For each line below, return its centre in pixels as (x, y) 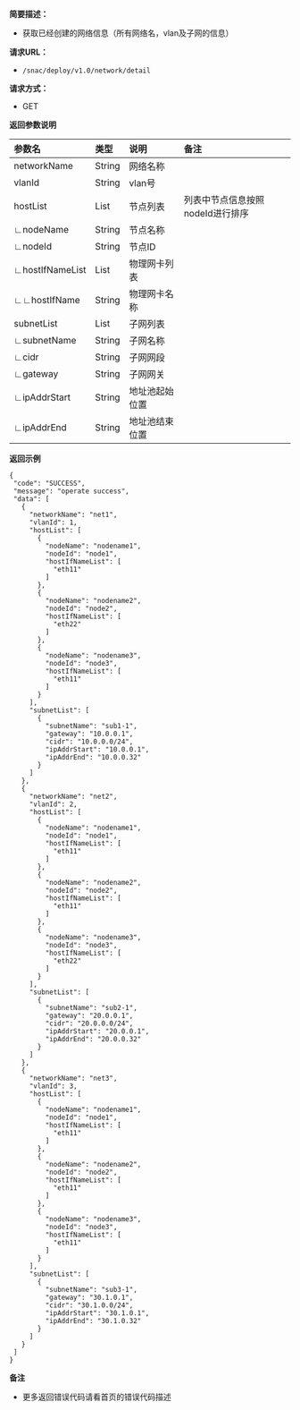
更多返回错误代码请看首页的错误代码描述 (96, 1397)
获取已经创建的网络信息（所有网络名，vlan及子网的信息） (128, 33)
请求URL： (29, 52)
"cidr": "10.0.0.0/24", (89, 742)
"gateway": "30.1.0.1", (89, 1297)
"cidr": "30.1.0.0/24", (89, 1305)
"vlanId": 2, (53, 804)
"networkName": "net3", (73, 1078)
